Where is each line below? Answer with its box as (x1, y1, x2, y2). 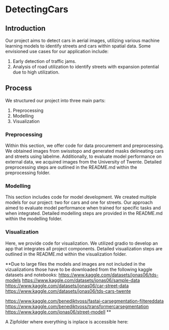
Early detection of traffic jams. (12, 58, 77, 64)
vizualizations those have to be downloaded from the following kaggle (5, 266, 153, 272)
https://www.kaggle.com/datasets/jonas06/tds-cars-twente (5, 288, 131, 294)
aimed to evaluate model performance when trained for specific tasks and (5, 205, 161, 211)
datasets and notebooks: (5, 272, 58, 278)
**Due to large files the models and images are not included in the (5, 261, 146, 267)
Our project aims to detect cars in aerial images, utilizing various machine (5, 37, 160, 43)
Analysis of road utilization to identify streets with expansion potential (12, 64, 159, 69)
